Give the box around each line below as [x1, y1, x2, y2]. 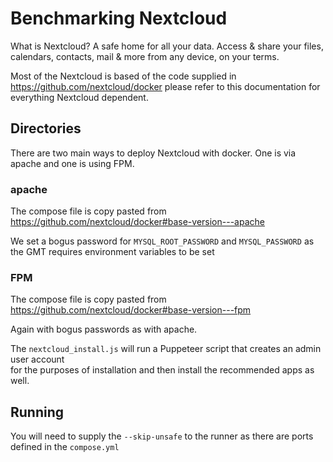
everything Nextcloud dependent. [10, 91, 149, 103]
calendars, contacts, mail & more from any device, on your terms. [10, 50, 280, 62]
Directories [10, 120, 82, 137]
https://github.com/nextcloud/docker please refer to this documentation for [10, 80, 321, 92]
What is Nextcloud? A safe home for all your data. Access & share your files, [10, 40, 324, 52]
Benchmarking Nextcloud [10, 7, 228, 30]
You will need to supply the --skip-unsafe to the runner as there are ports [10, 430, 314, 442]
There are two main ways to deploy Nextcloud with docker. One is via [10, 147, 297, 159]
